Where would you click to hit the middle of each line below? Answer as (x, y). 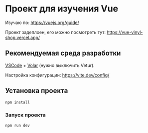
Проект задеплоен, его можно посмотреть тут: (56, 32)
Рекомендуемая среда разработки (63, 53)
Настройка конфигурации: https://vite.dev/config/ (57, 75)
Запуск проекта (25, 115)
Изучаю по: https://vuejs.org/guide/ (42, 22)
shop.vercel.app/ (23, 37)
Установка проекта (37, 91)
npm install (17, 102)
